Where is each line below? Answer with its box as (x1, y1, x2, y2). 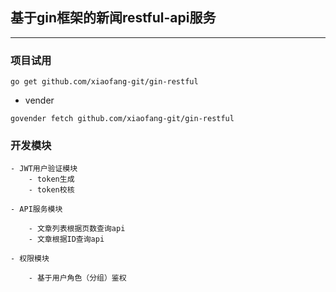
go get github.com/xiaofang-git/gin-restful (10, 77, 199, 87)
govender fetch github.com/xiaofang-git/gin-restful (10, 114, 235, 124)
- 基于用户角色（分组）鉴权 (28, 273, 127, 283)
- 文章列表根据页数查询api (28, 224, 126, 234)
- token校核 (28, 185, 75, 195)
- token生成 (28, 174, 75, 185)
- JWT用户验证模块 (10, 164, 78, 174)
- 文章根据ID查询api (28, 234, 105, 245)
